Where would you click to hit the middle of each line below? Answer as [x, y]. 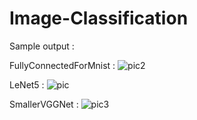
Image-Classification [99, 18]
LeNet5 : [27, 84]
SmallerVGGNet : [44, 104]
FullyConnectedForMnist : [62, 65]
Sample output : [42, 46]
